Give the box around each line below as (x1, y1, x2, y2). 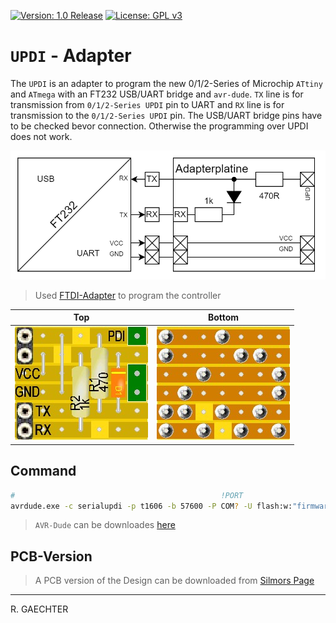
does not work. (10, 130, 73, 142)
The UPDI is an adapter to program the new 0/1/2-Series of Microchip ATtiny (10, 77, 323, 89)
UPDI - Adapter (10, 45, 132, 67)
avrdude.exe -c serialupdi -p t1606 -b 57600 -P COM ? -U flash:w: (10, 501, 293, 511)
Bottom (207, 311, 240, 324)
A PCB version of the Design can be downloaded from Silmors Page (34, 575, 315, 587)
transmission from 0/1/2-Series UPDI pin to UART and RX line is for (10, 98, 285, 110)
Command (10, 463, 77, 480)
